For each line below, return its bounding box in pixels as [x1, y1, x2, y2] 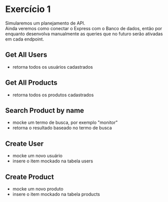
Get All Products [5, 79, 58, 87]
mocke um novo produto [12, 186, 64, 191]
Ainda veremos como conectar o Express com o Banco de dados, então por [5, 25, 162, 31]
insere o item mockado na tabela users [12, 158, 93, 164]
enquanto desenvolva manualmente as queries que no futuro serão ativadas [5, 31, 163, 37]
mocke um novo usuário [12, 153, 63, 159]
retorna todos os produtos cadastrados [12, 92, 94, 98]
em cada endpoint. [5, 36, 44, 42]
